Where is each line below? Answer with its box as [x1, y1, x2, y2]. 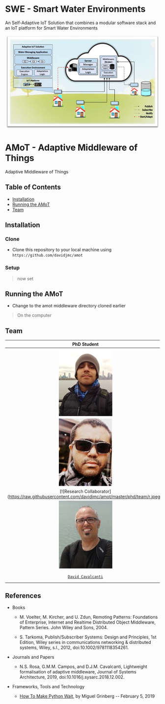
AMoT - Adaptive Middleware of [5, 142, 138, 153]
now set [17, 275, 33, 281]
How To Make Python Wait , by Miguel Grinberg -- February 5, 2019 [19, 693, 155, 699]
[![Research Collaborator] [59, 488, 111, 494]
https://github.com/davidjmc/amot [12, 253, 83, 258]
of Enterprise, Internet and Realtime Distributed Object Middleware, [19, 619, 156, 625]
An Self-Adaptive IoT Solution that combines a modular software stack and [5, 20, 156, 26]
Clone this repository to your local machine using [12, 247, 112, 253]
